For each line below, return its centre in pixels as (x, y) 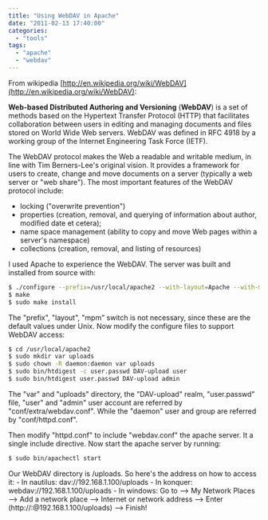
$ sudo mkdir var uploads (51, 357)
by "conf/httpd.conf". (43, 419)
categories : (28, 30)
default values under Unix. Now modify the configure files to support (121, 326)
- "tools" (32, 38)
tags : (17, 46)
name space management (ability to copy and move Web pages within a (138, 231)
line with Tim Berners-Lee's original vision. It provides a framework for (124, 165)
